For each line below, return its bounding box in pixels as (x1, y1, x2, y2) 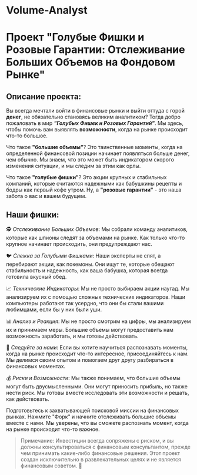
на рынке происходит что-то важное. (6, 425, 100, 433)
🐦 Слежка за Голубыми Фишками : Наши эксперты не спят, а (6, 252, 161, 259)
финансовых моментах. (6, 363, 66, 370)
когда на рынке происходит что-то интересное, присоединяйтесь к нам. (6, 350, 189, 357)
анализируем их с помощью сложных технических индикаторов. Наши (6, 293, 186, 301)
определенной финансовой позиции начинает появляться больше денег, (6, 150, 190, 157)
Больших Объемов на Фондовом (6, 55, 175, 69)
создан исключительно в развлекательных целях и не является (20, 456, 181, 463)
